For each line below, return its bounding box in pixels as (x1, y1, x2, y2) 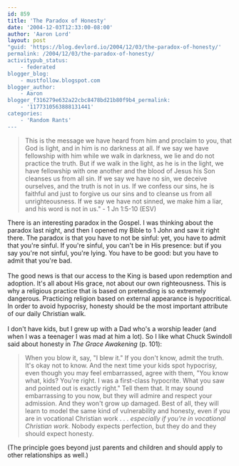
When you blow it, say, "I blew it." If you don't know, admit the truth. (24, 353, 225, 362)
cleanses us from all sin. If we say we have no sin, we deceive (24, 174, 208, 183)
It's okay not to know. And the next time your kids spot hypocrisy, (24, 361, 218, 370)
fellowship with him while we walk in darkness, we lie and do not (24, 151, 215, 160)
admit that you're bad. (7, 256, 73, 265)
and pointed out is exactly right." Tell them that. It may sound (24, 383, 204, 392)
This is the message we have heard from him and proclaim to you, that (24, 136, 232, 145)
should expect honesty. (24, 429, 94, 437)
